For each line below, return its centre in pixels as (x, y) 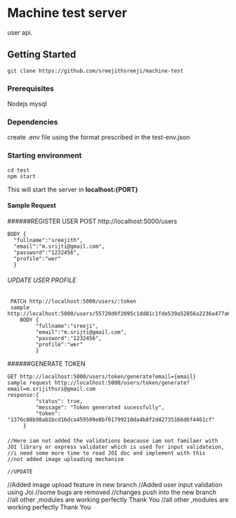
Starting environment (45, 156)
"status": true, (59, 402)
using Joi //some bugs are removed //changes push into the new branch (112, 492)
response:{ (23, 396)
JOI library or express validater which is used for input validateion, (116, 447)
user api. (20, 32)
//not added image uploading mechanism (66, 459)
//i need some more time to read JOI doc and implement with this (106, 453)
